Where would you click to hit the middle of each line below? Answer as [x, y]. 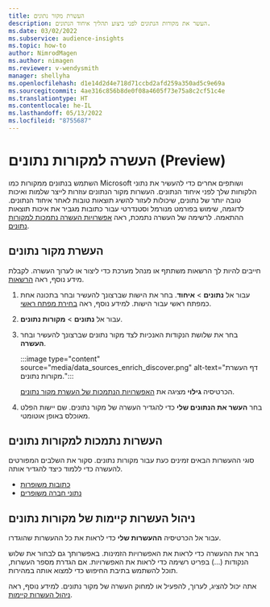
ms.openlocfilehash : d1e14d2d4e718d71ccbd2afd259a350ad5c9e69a [117, 83]
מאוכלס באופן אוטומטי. [55, 415]
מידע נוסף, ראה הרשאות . [46, 279]
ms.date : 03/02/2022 [43, 31]
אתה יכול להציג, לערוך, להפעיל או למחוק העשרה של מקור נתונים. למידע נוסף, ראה [133, 586]
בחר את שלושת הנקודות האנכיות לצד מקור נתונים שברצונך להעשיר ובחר [129, 335]
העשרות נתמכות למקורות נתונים [85, 441]
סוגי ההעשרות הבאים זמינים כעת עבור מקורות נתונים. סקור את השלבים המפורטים [131, 460]
